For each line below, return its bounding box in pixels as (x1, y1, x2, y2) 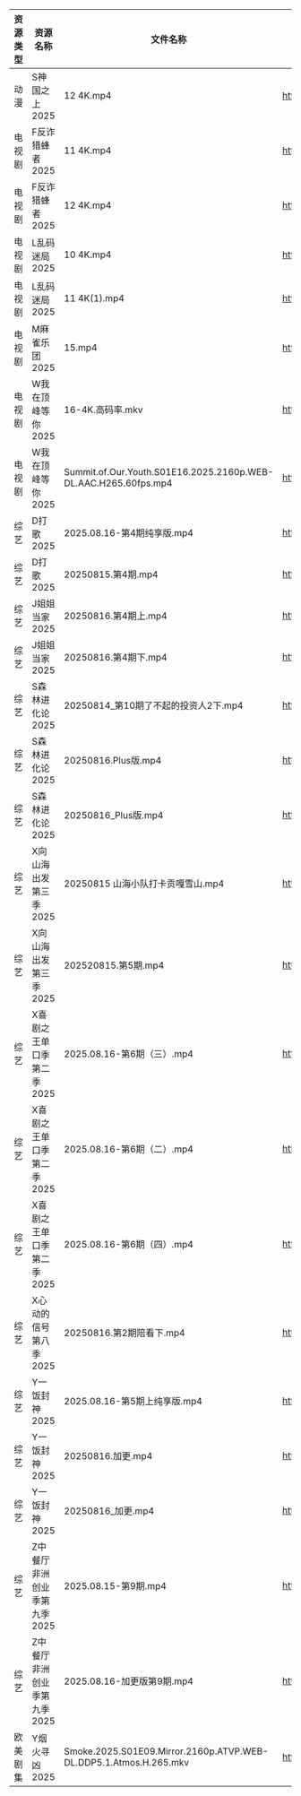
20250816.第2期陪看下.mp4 (64, 1326, 185, 1339)
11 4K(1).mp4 (64, 292, 125, 304)
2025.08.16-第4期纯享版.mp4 (64, 527, 194, 539)
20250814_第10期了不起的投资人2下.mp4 (64, 699, 244, 712)
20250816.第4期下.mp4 (64, 652, 168, 663)
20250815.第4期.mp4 (64, 568, 159, 581)
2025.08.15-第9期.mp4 (64, 1580, 168, 1592)
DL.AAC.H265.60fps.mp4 (64, 477, 173, 489)
